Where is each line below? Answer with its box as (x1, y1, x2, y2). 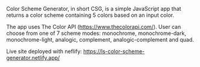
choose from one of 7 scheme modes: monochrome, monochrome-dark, (6, 30, 187, 37)
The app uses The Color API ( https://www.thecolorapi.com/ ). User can (6, 24, 181, 30)
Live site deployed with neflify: (6, 48, 83, 55)
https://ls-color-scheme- (83, 48, 145, 55)
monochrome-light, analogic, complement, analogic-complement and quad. (6, 36, 194, 43)
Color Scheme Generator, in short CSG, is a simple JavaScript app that (6, 5, 182, 12)
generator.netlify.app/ (6, 54, 60, 61)
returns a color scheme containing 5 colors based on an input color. (6, 11, 175, 19)
